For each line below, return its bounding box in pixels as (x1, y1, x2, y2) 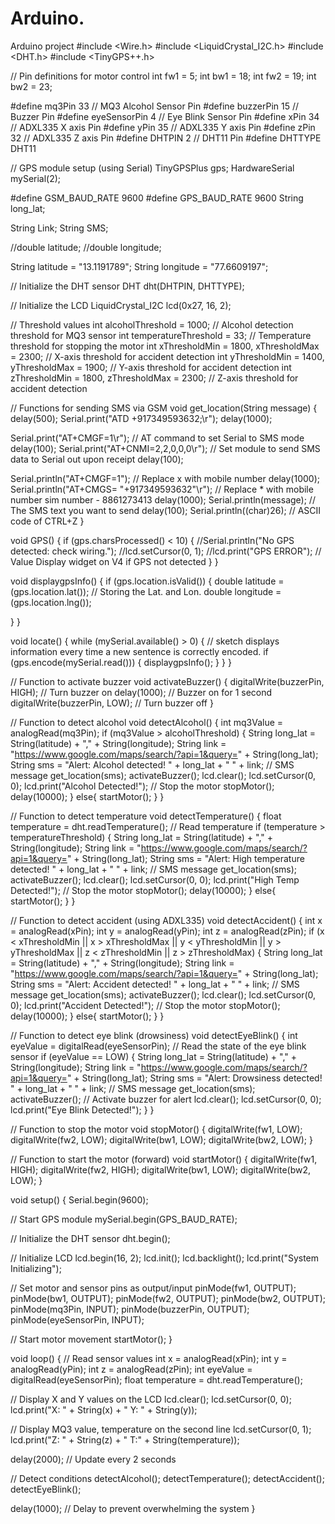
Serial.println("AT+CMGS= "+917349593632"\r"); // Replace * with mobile (10, 483, 314, 495)
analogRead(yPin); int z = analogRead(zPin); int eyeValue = (10, 1363, 253, 1375)
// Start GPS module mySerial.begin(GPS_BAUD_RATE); (10, 1213, 238, 1225)
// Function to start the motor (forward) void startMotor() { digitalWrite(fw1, (10, 1153, 318, 1165)
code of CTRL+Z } (10, 515, 85, 527)
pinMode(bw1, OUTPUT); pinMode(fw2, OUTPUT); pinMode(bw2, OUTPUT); (10, 1292, 326, 1304)
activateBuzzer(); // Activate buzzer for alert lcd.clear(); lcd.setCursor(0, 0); (10, 1093, 322, 1105)
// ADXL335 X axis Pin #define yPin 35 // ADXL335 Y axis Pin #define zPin (10, 121, 316, 133)
